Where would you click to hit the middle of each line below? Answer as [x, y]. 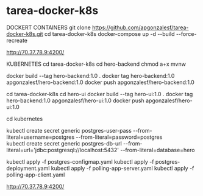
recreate [17, 40]
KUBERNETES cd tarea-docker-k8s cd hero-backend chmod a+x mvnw [96, 64]
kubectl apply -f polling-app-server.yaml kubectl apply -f [123, 168]
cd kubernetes [25, 119]
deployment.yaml [28, 168]
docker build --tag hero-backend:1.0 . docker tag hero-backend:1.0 [91, 75]
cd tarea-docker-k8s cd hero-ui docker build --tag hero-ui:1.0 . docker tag [100, 94]
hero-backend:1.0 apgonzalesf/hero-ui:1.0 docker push [75, 100]
